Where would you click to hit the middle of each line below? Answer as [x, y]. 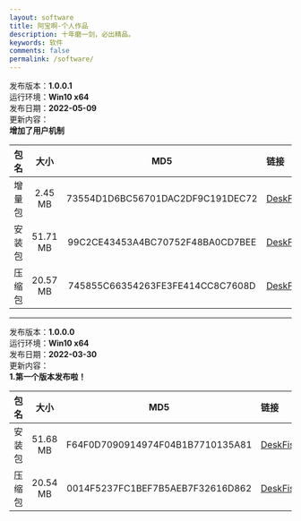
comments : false [39, 51]
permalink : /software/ [52, 59]
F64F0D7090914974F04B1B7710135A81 [159, 444]
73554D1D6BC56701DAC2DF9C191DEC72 [162, 198]
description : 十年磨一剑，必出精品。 [72, 34]
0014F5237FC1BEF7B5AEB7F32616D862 [159, 488]
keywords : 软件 [36, 43]
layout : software [42, 17]
